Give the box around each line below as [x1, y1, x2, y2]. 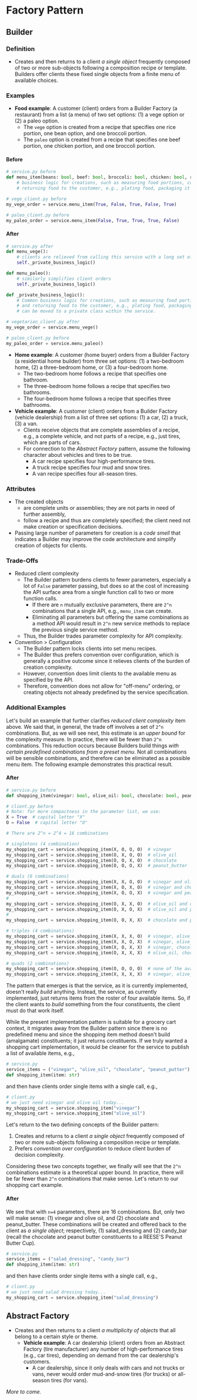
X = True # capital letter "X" [6, 814, 85, 820]
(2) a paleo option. [14, 117, 60, 124]
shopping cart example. [6, 1182, 63, 1189]
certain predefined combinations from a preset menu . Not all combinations [6, 748, 187, 755]
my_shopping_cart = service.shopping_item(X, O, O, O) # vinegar [6, 846, 172, 852]
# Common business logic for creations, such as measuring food [16, 297, 177, 303]
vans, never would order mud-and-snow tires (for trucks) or [32, 1370, 177, 1378]
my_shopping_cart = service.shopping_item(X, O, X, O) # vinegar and [6, 884, 182, 891]
